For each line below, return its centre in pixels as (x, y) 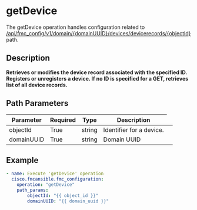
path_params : (33, 190)
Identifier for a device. (133, 129)
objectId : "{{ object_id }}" (63, 195)
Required (63, 120)
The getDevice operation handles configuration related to (76, 27)
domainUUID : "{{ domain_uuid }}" (68, 201)
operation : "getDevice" (46, 185)
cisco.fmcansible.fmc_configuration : (58, 179)
